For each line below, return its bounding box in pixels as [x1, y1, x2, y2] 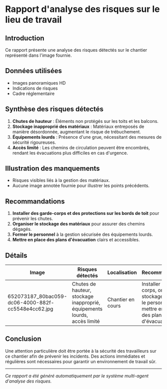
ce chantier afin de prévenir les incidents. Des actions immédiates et [5, 353, 146, 359]
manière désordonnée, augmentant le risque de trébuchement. [12, 128, 141, 135]
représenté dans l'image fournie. [5, 52, 72, 58]
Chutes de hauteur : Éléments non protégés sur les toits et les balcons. [12, 118, 159, 124]
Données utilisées [5, 67, 62, 75]
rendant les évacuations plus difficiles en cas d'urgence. [12, 150, 128, 156]
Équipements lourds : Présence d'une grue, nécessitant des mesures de [12, 134, 162, 140]
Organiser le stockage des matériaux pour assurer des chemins [12, 221, 145, 227]
